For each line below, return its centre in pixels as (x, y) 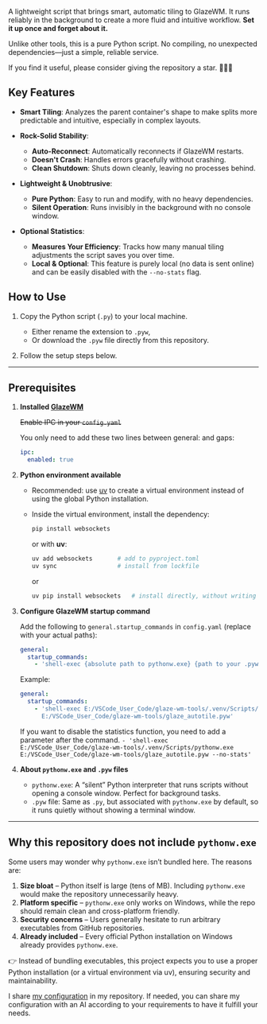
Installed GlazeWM (52, 407)
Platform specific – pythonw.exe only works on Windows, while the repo (137, 902)
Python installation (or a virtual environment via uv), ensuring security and (129, 972)
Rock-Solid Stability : (54, 135)
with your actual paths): (58, 635)
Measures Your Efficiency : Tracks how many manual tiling (128, 247)
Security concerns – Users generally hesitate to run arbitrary (120, 919)
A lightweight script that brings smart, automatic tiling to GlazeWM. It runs (129, 12)
